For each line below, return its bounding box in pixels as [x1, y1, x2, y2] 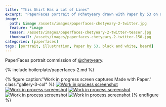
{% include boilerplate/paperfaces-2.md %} [5, 67, 95, 73]
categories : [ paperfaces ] [5, 39, 58, 44]
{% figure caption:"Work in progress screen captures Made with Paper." [5, 76, 152, 82]
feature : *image [9, 26, 43, 30]
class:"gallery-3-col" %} [5, 81, 55, 87]
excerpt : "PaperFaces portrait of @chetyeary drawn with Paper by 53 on [5, 12, 158, 17]
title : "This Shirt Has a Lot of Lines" [5, 7, 90, 12]
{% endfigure [131, 92, 159, 98]
